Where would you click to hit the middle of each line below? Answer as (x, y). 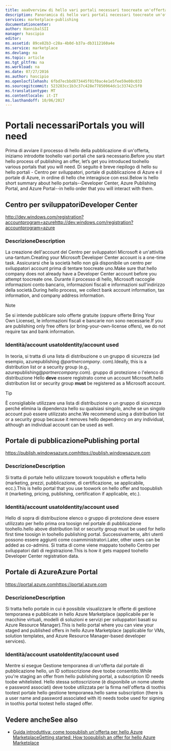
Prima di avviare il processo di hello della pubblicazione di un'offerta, (78, 151)
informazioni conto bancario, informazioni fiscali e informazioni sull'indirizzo (85, 285)
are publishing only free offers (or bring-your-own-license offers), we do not (85, 326)
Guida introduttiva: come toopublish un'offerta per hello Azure (78, 732)
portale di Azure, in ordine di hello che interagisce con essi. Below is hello (82, 178)
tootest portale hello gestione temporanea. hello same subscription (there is (84, 693)
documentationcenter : (28, 24)
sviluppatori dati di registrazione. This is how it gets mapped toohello (77, 550)
